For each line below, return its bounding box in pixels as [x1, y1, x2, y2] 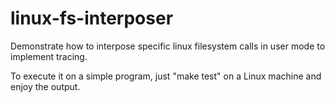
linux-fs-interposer [10, 7, 174, 30]
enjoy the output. [10, 80, 81, 92]
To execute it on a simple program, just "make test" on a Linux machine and [10, 70, 322, 82]
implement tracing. [10, 50, 88, 62]
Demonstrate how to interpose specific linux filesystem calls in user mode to [10, 40, 326, 52]
